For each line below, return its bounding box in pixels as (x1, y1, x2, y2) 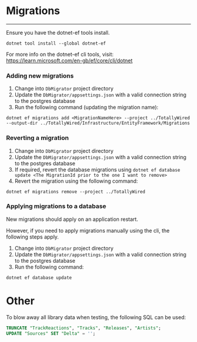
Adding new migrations (6, 72, 74, 80)
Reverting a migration (6, 134, 69, 142)
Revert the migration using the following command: (14, 177, 138, 185)
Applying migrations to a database (6, 202, 107, 210)
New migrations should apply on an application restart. (6, 216, 138, 223)
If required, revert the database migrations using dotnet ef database (14, 166, 181, 173)
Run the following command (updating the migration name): (14, 104, 159, 111)
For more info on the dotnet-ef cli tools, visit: (6, 51, 114, 58)
